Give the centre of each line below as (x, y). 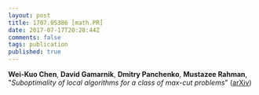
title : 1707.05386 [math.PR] (56, 23)
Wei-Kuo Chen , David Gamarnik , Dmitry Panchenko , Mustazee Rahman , (128, 74)
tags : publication (38, 45)
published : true (35, 52)
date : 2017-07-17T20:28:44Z (54, 30)
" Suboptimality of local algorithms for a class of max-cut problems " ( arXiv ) (130, 82)
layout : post (29, 15)
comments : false (35, 37)
